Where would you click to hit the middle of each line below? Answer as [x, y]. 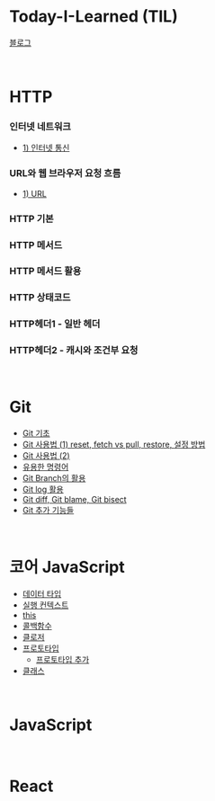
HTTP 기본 [31, 218]
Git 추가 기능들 [48, 510]
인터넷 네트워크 [40, 127]
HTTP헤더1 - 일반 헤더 [55, 324]
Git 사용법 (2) [46, 455]
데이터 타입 [42, 593]
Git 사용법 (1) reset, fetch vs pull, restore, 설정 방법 [114, 444]
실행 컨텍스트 [45, 605]
